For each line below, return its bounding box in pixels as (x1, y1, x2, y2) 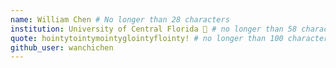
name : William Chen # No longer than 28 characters (10, 14, 230, 25)
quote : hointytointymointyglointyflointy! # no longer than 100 (10, 33, 284, 43)
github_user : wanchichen (10, 42, 114, 53)
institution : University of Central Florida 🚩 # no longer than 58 (10, 24, 298, 34)
